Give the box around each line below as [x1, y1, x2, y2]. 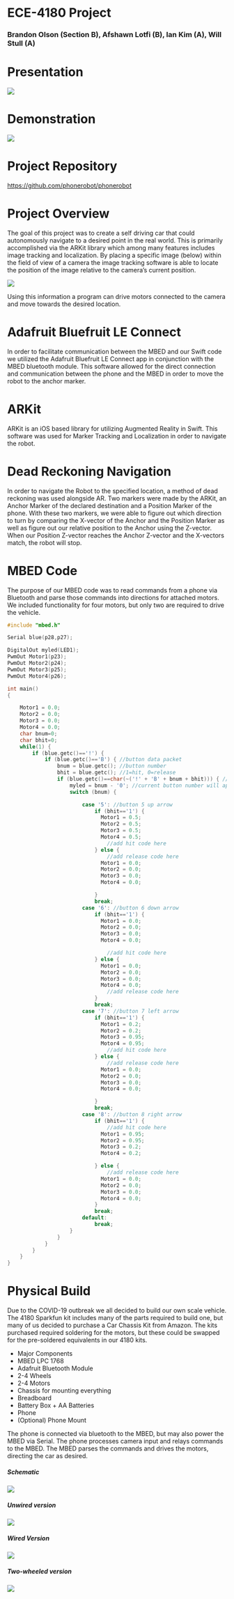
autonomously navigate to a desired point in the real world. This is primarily [7, 236, 223, 245]
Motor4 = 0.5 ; [100, 834, 141, 841]
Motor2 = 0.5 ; [100, 820, 141, 827]
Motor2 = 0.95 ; [100, 1137, 145, 1144]
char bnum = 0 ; [19, 730, 58, 737]
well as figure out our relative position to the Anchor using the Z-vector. [7, 523, 212, 532]
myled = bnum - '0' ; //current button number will [69, 782, 219, 789]
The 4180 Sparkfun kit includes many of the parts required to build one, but [7, 1314, 224, 1322]
